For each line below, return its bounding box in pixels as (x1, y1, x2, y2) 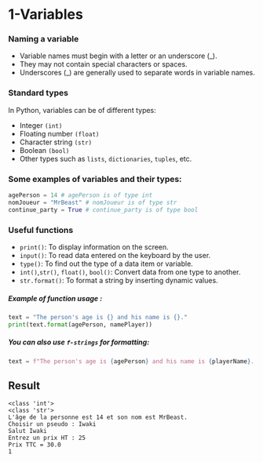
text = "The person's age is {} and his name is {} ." (8, 313, 188, 321)
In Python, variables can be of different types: (8, 105, 157, 115)
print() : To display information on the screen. (19, 242, 169, 252)
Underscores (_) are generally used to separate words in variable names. (19, 68, 255, 78)
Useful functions (8, 224, 74, 235)
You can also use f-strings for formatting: (8, 337, 150, 347)
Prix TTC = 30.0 (8, 441, 61, 449)
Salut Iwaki (8, 427, 47, 435)
